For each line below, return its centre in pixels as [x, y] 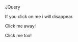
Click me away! [20, 26]
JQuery [13, 7]
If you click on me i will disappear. [39, 16]
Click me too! [18, 35]
